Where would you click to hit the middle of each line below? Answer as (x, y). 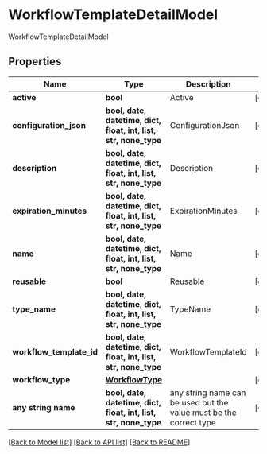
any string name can (208, 393)
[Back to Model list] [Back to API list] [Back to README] (99, 442)
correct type (193, 422)
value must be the (203, 413)
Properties (35, 62)
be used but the (199, 402)
